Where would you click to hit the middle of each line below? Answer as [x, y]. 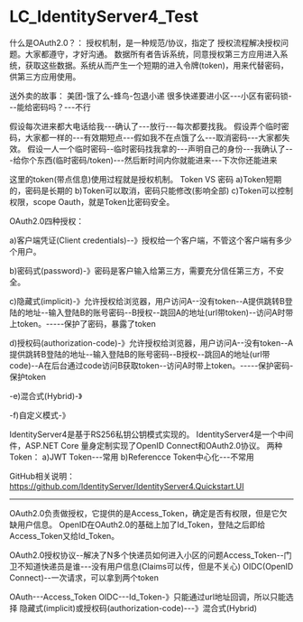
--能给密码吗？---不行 [50, 107]
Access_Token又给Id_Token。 [64, 535]
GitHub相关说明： [42, 476]
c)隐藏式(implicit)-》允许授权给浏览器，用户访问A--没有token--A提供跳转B [147, 301]
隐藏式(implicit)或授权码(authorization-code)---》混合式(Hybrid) [138, 608]
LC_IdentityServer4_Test [104, 17]
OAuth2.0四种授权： [47, 221]
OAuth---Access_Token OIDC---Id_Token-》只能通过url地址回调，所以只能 [147, 597]
